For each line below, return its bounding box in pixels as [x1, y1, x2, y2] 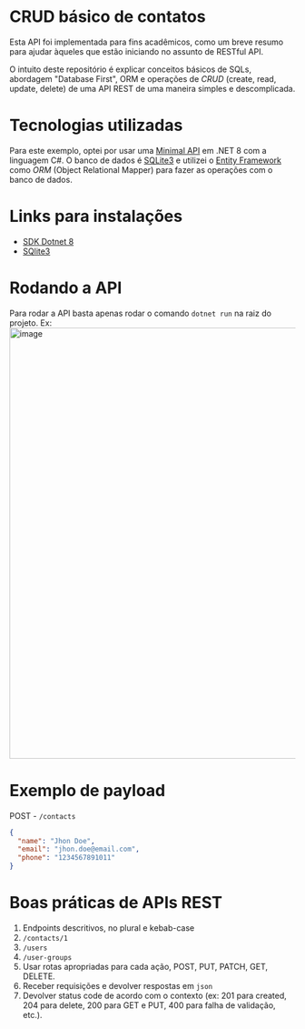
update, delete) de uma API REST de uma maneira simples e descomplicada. [9, 83, 296, 94]
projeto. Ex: [9, 317, 53, 328]
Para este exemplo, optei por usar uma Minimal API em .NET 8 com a [9, 145, 267, 156]
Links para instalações [9, 207, 183, 227]
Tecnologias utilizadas [9, 116, 183, 136]
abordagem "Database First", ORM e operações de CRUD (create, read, [9, 73, 277, 84]
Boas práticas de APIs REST [9, 893, 223, 913]
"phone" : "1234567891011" [17, 853, 116, 863]
